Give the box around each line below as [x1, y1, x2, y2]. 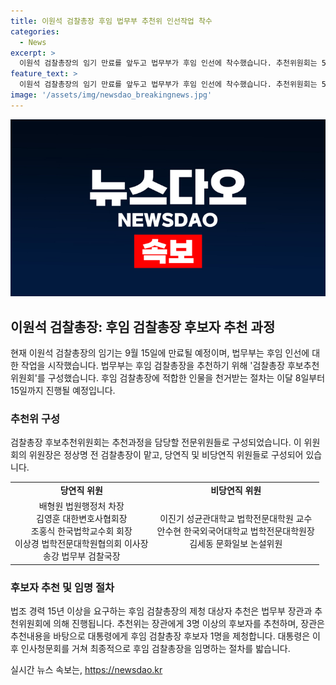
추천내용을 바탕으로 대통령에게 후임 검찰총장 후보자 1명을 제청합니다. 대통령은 [10, 630, 311, 642]
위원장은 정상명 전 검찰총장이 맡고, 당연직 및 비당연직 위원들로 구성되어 [28, 449, 304, 461]
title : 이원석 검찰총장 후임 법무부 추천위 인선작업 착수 [10, 16, 213, 26]
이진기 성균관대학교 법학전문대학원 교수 [159, 513, 313, 525]
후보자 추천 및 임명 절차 [10, 580, 115, 594]
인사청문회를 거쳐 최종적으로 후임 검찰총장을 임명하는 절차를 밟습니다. [20, 643, 291, 655]
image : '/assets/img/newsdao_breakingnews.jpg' [10, 90, 213, 100]
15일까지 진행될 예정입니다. [10, 385, 116, 397]
